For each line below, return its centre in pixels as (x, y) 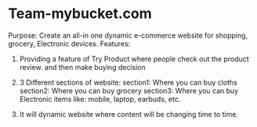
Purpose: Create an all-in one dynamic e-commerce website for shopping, (128, 35)
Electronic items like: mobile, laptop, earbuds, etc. (100, 99)
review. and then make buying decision (83, 67)
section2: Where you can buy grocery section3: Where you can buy (129, 90)
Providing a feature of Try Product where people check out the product (134, 59)
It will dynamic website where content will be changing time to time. (129, 114)
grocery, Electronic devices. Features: (69, 43)
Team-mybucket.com (80, 14)
